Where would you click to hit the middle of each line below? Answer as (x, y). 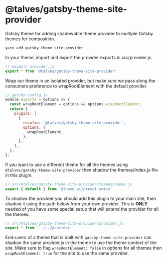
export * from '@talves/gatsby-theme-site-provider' (61, 71)
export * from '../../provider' (39, 228)
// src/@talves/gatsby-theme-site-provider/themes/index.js (69, 184)
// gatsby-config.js (27, 95)
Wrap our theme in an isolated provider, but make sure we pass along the (80, 81)
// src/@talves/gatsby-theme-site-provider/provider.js (64, 223)
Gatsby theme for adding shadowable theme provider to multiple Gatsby (79, 33)
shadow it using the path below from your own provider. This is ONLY (77, 204)
